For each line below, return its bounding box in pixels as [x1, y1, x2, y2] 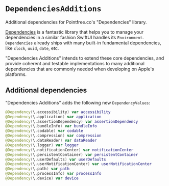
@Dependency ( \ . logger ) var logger [5, 142, 79, 148]
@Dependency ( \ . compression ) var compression [5, 133, 102, 139]
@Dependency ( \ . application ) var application [5, 114, 102, 119]
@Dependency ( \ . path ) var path [5, 166, 70, 172]
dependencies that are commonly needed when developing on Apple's [5, 66, 154, 72]
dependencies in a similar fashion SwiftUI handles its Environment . [5, 34, 144, 40]
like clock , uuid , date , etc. [5, 45, 59, 51]
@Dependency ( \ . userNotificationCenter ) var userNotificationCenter [5, 162, 152, 167]
